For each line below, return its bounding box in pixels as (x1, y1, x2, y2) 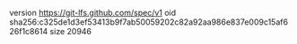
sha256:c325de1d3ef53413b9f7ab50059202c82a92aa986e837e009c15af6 (9, 17, 289, 27)
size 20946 (49, 26, 92, 36)
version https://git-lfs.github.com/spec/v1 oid (9, 8, 177, 18)
